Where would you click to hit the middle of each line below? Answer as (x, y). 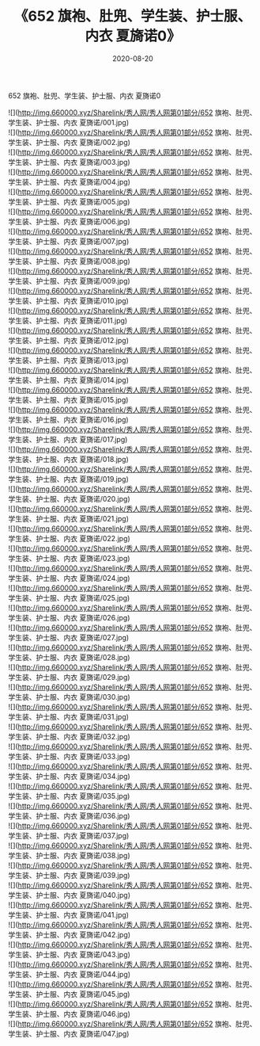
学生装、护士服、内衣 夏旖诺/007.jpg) (69, 241)
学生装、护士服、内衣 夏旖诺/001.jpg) (69, 122)
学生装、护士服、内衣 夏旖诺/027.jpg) (69, 637)
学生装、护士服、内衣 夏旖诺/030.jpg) (69, 697)
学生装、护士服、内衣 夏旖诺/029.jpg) (69, 677)
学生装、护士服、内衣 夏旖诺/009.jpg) (69, 281)
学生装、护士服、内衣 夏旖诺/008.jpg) (69, 261)
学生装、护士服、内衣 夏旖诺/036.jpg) (69, 815)
